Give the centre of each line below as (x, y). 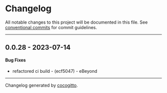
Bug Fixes (16, 60)
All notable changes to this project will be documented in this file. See (77, 22)
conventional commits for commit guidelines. (51, 27)
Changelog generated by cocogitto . (42, 85)
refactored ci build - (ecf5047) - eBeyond (55, 71)
